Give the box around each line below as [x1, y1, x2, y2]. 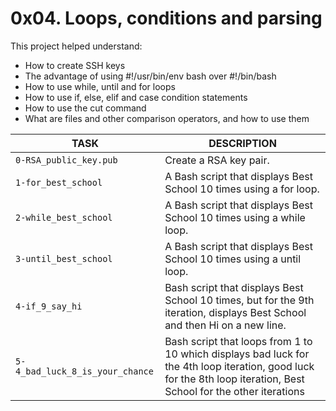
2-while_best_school [15, 212, 113, 223]
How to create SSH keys [24, 59, 126, 71]
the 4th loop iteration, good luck [164, 359, 315, 373]
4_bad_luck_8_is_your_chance [15, 365, 154, 377]
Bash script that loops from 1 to [164, 334, 313, 348]
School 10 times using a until [164, 252, 302, 266]
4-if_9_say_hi [15, 300, 83, 312]
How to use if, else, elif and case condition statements [24, 91, 248, 103]
